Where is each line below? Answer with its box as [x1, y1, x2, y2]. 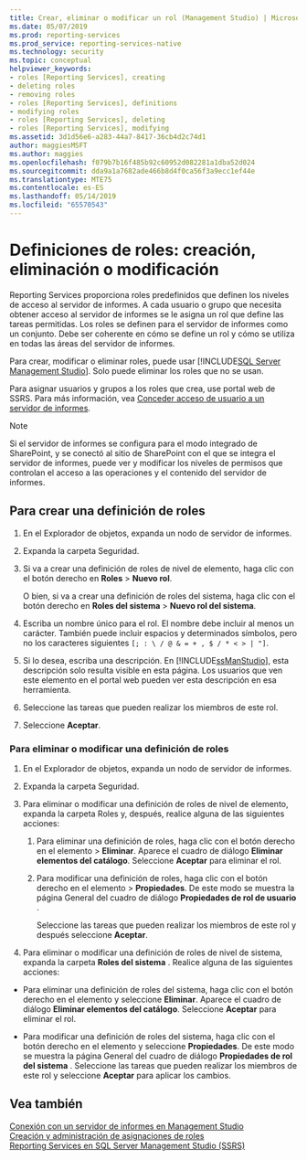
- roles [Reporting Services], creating [9, 73, 166, 82]
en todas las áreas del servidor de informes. [9, 337, 175, 348]
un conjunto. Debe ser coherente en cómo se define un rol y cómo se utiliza [9, 328, 295, 339]
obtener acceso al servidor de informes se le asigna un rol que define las [9, 308, 285, 320]
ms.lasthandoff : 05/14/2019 [9, 192, 117, 201]
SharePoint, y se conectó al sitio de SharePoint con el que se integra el [9, 447, 276, 458]
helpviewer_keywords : [9, 65, 92, 74]
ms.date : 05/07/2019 [9, 22, 89, 31]
